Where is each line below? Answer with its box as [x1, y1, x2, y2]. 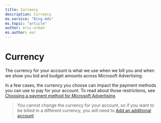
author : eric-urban [5, 26, 45, 31]
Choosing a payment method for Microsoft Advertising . [5, 92, 117, 98]
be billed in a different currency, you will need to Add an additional [17, 107, 151, 113]
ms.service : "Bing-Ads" [5, 16, 54, 21]
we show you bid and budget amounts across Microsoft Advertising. [5, 72, 143, 79]
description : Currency [5, 12, 52, 17]
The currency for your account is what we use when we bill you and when [5, 67, 155, 73]
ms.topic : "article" [5, 21, 48, 26]
